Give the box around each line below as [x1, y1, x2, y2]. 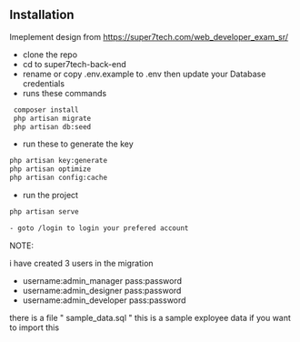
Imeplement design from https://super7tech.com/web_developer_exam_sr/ [9, 31, 289, 42]
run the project [22, 190, 79, 201]
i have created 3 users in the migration [9, 257, 154, 268]
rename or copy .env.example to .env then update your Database [22, 68, 266, 79]
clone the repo [22, 49, 78, 60]
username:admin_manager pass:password [22, 275, 183, 286]
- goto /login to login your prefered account [9, 223, 189, 233]
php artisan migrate [13, 114, 92, 123]
